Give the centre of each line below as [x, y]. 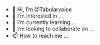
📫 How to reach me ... [40, 36]
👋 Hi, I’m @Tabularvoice [42, 9]
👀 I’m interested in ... [38, 16]
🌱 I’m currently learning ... [44, 22]
